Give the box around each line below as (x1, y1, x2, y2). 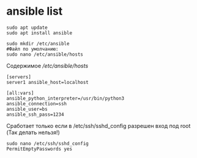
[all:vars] (6, 90, 34, 96)
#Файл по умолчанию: (6, 46, 59, 52)
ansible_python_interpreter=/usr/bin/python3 (6, 95, 124, 102)
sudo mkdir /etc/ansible (6, 40, 70, 47)
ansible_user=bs (6, 106, 48, 112)
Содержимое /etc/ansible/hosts (6, 62, 89, 69)
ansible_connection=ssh (6, 100, 67, 107)
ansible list (6, 4, 63, 18)
